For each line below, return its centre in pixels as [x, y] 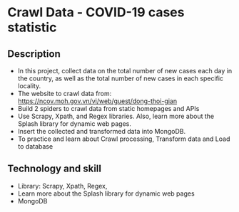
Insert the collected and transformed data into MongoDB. [102, 131]
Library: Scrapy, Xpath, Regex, [62, 186]
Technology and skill [55, 169]
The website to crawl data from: [65, 94]
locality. [29, 86]
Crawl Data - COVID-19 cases [96, 12]
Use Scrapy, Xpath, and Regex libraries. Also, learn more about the [116, 116]
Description [34, 54]
